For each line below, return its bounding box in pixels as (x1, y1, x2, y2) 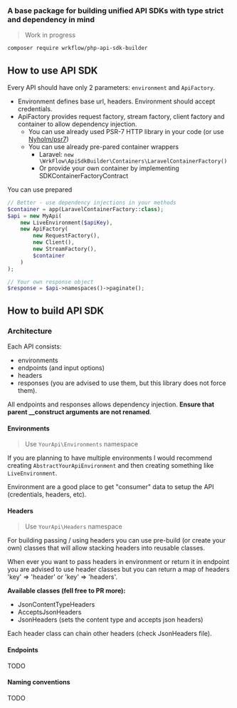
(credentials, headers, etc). (7, 491, 87, 499)
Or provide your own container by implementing (38, 163, 179, 173)
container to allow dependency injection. (17, 120, 137, 128)
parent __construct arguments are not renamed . (7, 408, 152, 416)
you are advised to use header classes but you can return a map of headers (7, 565, 230, 574)
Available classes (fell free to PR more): (7, 587, 126, 595)
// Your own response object (7, 278, 94, 285)
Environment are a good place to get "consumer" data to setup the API (7, 483, 215, 491)
